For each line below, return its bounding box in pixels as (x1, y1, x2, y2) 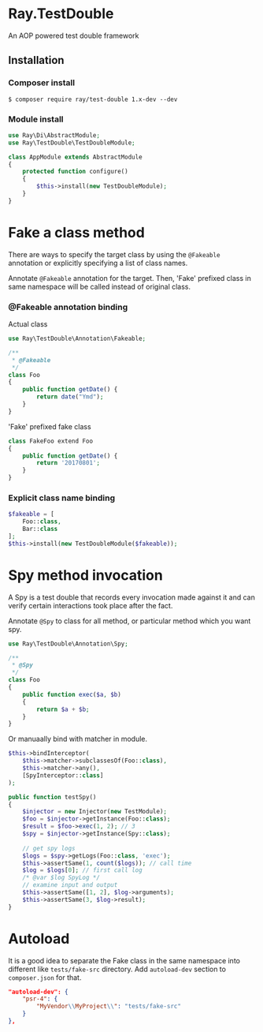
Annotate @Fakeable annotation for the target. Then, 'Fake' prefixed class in (8, 273, 252, 282)
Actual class (8, 320, 48, 329)
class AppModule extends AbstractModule (8, 153, 143, 161)
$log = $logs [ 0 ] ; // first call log (22, 866, 143, 874)
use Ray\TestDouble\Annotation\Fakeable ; (8, 335, 146, 343)
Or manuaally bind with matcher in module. (8, 735, 148, 744)
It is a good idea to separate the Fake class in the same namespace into (8, 955, 240, 965)
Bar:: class (22, 525, 58, 533)
